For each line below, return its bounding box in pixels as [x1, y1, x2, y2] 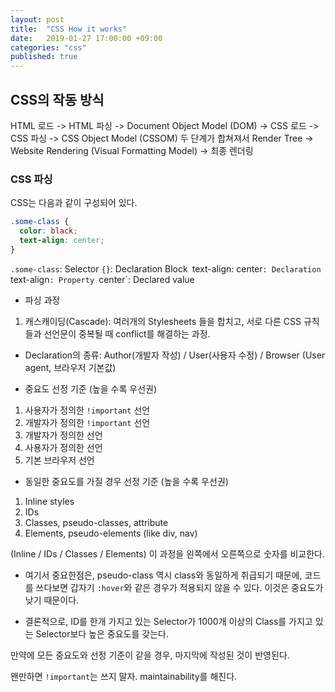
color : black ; [19, 226, 78, 236]
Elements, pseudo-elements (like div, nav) [24, 527, 198, 539]
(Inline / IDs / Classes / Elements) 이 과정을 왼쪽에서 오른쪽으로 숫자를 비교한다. [10, 547, 326, 560]
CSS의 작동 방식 [10, 91, 105, 108]
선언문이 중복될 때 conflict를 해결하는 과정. [43, 327, 211, 340]
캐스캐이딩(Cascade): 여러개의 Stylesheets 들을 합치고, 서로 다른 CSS [24, 315, 302, 327]
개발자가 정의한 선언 [24, 429, 103, 441]
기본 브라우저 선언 [24, 454, 95, 466]
